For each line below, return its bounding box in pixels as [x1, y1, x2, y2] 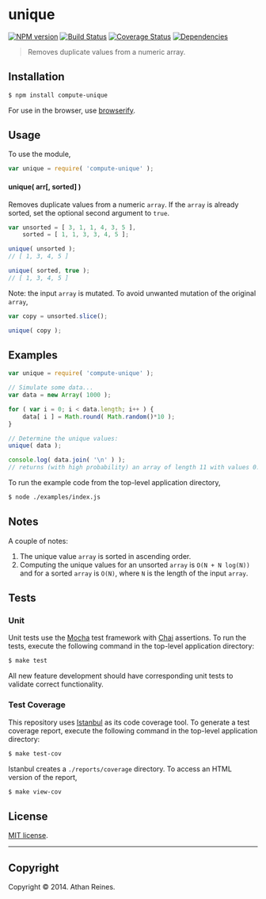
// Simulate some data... [8, 384, 93, 392]
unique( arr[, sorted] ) [8, 182, 82, 191]
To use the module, [8, 149, 71, 159]
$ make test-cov [8, 749, 62, 758]
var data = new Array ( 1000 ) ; [8, 391, 112, 400]
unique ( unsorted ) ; [8, 245, 77, 253]
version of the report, [8, 772, 78, 782]
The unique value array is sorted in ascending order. [19, 551, 192, 560]
